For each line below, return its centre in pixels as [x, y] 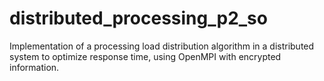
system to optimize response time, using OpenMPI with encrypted [145, 56]
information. [34, 67]
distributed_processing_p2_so [138, 18]
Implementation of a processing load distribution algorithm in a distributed [162, 46]
